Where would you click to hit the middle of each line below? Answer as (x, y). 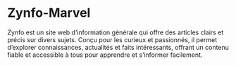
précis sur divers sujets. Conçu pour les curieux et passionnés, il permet (112, 39)
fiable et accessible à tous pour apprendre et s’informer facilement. (105, 55)
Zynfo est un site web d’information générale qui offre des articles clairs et (116, 32)
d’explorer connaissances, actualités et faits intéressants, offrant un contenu (118, 47)
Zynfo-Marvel (49, 13)
